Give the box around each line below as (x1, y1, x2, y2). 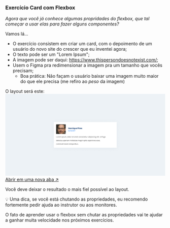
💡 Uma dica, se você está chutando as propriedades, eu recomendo (5, 196, 148, 202)
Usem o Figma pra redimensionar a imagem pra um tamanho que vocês (12, 62, 163, 69)
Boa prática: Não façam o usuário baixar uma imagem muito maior (20, 73, 159, 79)
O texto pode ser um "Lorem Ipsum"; (12, 51, 90, 57)
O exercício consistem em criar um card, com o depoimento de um (12, 41, 152, 47)
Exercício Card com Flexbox (5, 4, 76, 11)
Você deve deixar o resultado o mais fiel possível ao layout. (5, 186, 129, 192)
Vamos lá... (5, 31, 29, 37)
